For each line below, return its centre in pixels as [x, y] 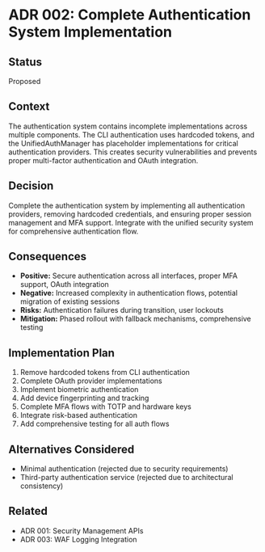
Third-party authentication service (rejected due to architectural [126, 478]
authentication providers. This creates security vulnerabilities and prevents [133, 152]
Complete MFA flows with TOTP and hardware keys [105, 407]
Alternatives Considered [72, 449]
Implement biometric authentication [79, 390]
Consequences [48, 257]
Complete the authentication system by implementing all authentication [126, 205]
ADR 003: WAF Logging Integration [78, 539]
